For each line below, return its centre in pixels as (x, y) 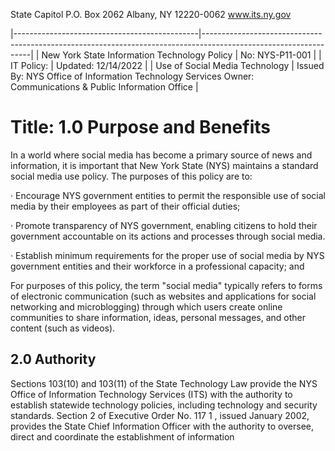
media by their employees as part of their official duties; (125, 206)
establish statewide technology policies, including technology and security (164, 405)
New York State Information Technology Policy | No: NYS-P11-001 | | (181, 55)
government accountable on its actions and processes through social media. (168, 236)
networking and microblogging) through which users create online (146, 306)
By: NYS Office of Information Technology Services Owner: (132, 76)
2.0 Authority (53, 359)
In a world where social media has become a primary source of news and (161, 155)
